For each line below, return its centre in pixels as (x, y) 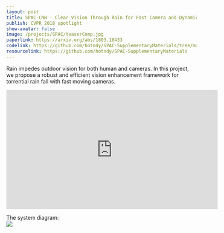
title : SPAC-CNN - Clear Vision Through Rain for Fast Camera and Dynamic (102, 18)
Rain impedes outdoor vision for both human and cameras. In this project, (98, 68)
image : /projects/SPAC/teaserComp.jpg (55, 34)
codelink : (19, 46)
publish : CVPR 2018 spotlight (44, 23)
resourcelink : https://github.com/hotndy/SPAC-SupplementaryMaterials (97, 51)
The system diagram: (33, 217)
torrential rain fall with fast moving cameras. (61, 81)
